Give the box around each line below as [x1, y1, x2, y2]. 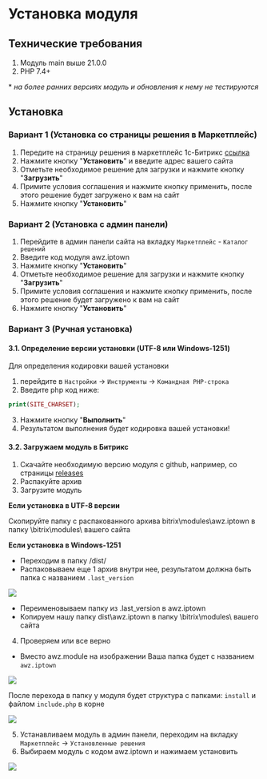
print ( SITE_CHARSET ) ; [8, 401, 81, 409]
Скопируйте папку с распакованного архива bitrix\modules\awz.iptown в [8, 516, 256, 526]
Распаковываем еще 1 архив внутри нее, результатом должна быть [19, 564, 252, 574]
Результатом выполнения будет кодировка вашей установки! [19, 423, 230, 433]
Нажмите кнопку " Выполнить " [19, 414, 126, 425]
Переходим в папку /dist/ [19, 556, 106, 566]
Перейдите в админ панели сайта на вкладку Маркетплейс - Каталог [19, 236, 249, 246]
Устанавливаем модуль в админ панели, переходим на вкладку [19, 730, 238, 740]
